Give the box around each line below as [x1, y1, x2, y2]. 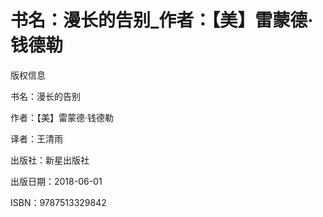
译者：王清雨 [10, 132, 63, 145]
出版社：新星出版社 [10, 154, 90, 166]
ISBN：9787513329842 [10, 196, 107, 208]
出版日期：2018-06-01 [10, 175, 103, 187]
